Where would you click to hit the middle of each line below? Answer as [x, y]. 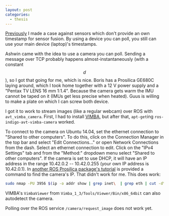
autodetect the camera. [29, 198]
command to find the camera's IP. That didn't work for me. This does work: [83, 174]
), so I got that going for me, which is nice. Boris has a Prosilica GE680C [80, 80]
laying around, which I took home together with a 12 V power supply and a [82, 85]
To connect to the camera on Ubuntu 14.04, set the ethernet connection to [82, 132]
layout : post [19, 10]
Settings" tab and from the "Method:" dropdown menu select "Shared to [80, 153]
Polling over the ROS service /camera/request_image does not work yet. [79, 208]
